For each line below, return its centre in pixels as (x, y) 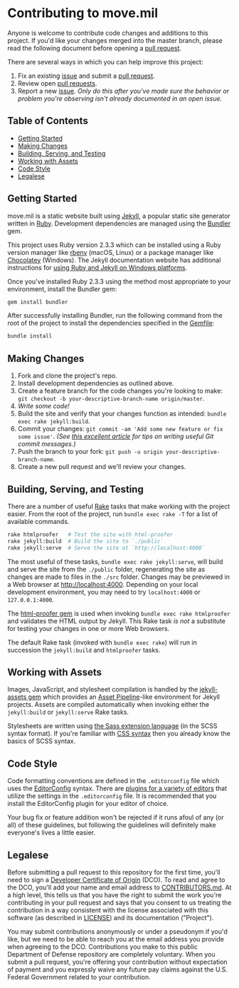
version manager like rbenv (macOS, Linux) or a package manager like (111, 252)
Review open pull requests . (57, 83)
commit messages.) (47, 444)
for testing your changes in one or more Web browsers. (89, 628)
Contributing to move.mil (83, 13)
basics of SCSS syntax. (42, 741)
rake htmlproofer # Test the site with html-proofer (90, 534)
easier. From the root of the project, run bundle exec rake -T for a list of (113, 514)
